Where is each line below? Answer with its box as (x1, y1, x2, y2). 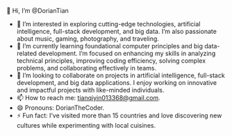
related (16, 49, 38, 57)
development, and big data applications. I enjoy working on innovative (16, 79, 217, 86)
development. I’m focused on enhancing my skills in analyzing (38, 49, 216, 57)
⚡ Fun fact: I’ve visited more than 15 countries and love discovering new (16, 111, 222, 119)
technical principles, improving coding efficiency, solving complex (16, 57, 206, 65)
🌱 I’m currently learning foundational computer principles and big (16, 42, 203, 50)
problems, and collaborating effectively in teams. (16, 64, 157, 72)
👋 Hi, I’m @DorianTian (6, 7, 69, 14)
